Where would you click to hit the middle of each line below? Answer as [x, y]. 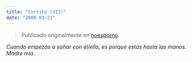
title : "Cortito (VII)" [36, 12]
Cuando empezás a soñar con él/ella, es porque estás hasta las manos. [96, 47]
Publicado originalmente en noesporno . [70, 35]
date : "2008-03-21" [31, 18]
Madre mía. [21, 53]
